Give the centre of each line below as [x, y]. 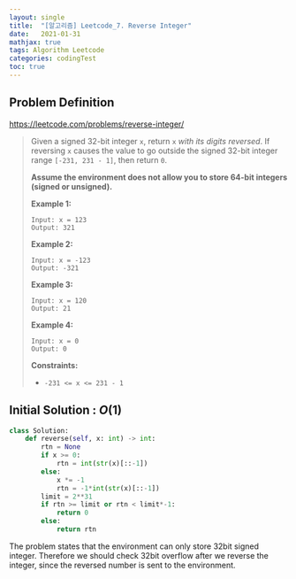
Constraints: [54, 365]
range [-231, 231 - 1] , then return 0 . [99, 159]
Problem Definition [62, 103]
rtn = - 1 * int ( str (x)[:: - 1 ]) [108, 488]
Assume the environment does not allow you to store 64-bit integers [159, 177]
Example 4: [52, 325]
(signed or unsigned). [72, 186]
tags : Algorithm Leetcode [57, 50]
